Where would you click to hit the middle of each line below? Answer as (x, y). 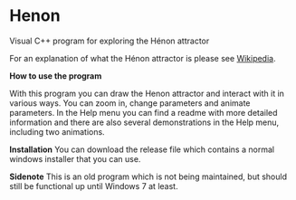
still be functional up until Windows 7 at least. (94, 186)
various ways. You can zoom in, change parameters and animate (130, 103)
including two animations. (57, 131)
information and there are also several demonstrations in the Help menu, (144, 122)
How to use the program (56, 76)
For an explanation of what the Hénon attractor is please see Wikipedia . (143, 58)
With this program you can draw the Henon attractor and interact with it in (147, 93)
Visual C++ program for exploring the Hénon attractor (110, 41)
